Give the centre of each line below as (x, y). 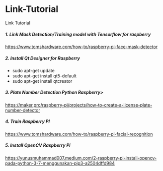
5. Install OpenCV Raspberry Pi (38, 145)
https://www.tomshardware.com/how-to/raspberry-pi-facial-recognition (79, 134)
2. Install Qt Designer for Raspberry (43, 58)
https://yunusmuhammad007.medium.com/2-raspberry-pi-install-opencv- (81, 158)
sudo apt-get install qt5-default (44, 76)
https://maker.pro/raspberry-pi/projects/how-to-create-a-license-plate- (79, 105)
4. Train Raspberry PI (28, 121)
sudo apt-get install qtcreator (42, 81)
